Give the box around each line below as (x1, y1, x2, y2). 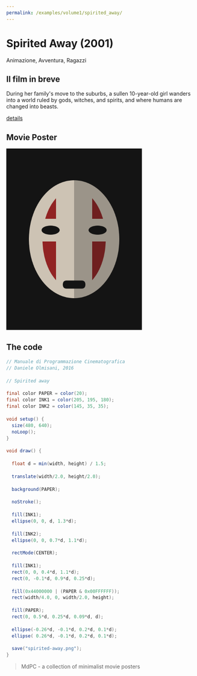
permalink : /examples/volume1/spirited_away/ (6, 10, 122, 16)
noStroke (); (11, 499, 42, 505)
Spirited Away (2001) (6, 36, 114, 50)
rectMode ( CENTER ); (11, 550, 58, 556)
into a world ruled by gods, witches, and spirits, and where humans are (6, 97, 183, 104)
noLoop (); (11, 429, 36, 435)
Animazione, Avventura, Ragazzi (6, 56, 87, 63)
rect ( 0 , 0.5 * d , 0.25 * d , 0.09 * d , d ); (11, 614, 104, 620)
